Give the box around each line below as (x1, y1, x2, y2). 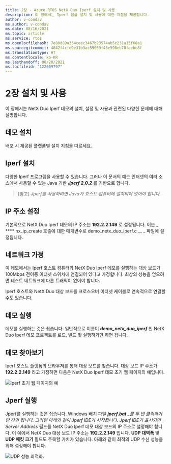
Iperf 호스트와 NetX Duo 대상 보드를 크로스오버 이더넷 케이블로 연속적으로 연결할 (5, 288, 166, 295)
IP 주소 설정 (5, 207, 40, 216)
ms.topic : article (5, 31, 44, 36)
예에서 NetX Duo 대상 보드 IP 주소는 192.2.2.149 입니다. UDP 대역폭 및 (17, 429, 160, 436)
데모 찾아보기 (5, 348, 44, 357)
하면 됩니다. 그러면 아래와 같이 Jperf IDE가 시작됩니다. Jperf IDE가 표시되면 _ (10, 417, 164, 423)
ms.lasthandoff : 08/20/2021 (5, 60, 65, 65)
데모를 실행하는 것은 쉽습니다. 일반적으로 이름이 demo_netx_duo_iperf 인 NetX (5, 326, 164, 332)
